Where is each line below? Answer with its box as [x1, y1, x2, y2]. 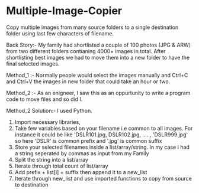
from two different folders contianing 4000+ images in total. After [6, 47, 166, 54]
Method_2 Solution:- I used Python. [6, 107, 93, 114]
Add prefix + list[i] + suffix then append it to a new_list [14, 168, 147, 175]
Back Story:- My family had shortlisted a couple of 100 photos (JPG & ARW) [6, 41, 191, 48]
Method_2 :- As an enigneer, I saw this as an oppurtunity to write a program [6, 89, 191, 96]
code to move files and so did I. [6, 96, 83, 103]
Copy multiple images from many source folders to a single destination [6, 24, 179, 31]
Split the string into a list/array [14, 156, 89, 163]
